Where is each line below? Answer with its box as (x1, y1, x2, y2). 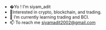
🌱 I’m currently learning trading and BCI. (9, 14, 90, 20)
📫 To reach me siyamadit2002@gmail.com (9, 20, 96, 25)
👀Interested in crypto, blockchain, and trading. (9, 9, 102, 15)
